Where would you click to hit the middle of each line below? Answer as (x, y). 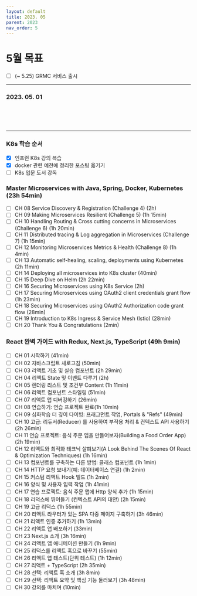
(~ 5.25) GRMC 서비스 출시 (46, 76)
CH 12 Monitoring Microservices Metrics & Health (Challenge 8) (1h (96, 247)
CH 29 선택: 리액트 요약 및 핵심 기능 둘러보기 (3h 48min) (80, 580)
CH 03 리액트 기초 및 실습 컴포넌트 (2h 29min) (68, 370)
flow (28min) (30, 312)
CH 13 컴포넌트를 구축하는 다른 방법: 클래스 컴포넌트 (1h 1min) (85, 462)
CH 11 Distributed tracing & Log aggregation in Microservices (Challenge (102, 234)
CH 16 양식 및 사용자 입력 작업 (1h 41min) (62, 485)
